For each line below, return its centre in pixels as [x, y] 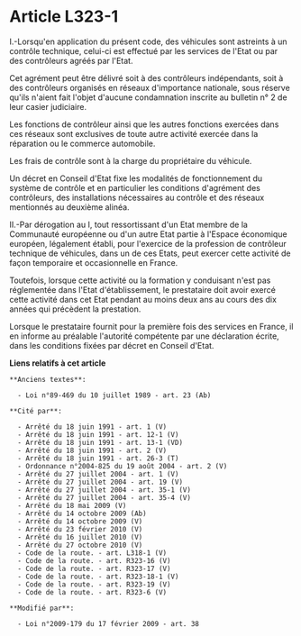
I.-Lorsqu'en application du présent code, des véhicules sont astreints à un [148, 41]
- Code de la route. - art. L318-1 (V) [92, 553]
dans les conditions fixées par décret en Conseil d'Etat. [112, 345]
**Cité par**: [36, 411]
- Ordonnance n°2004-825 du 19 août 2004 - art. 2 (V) [123, 466]
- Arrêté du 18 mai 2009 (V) [72, 505]
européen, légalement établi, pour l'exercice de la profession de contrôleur [148, 243]
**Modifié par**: [42, 608]
